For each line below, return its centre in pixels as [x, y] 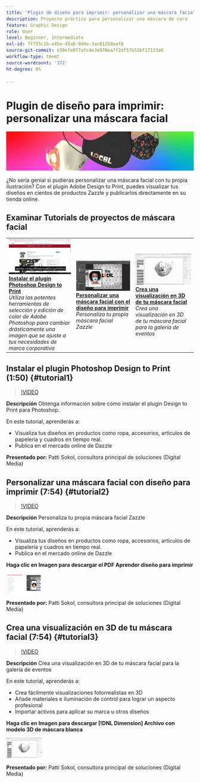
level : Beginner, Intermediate [45, 38]
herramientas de [29, 303]
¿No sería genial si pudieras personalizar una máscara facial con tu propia [97, 180]
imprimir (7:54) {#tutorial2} [58, 492]
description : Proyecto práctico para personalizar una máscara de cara [97, 19]
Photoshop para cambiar [39, 322]
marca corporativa [32, 348]
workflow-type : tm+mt [33, 57]
